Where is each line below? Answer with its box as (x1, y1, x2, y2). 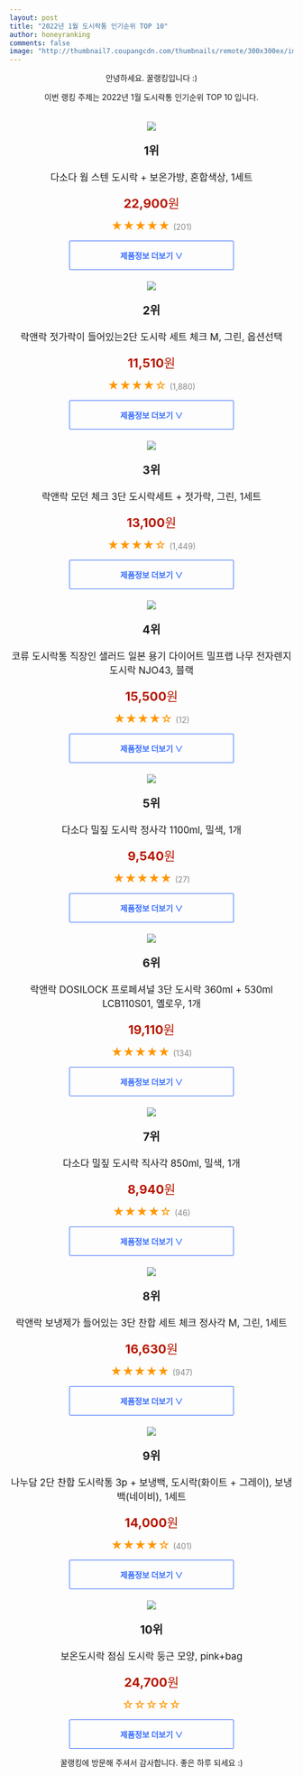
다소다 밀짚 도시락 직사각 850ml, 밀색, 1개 (62, 1157, 241, 1170)
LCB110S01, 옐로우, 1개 (102, 998, 201, 1011)
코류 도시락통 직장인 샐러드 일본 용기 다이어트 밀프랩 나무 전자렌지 (11, 651, 292, 663)
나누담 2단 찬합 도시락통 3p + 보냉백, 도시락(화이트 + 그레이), (10, 1476, 272, 1489)
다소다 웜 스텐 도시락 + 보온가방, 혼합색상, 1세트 (50, 171, 253, 184)
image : (9, 47, 34, 56)
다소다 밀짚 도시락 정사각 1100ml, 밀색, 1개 (61, 824, 242, 837)
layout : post (9, 13, 59, 23)
